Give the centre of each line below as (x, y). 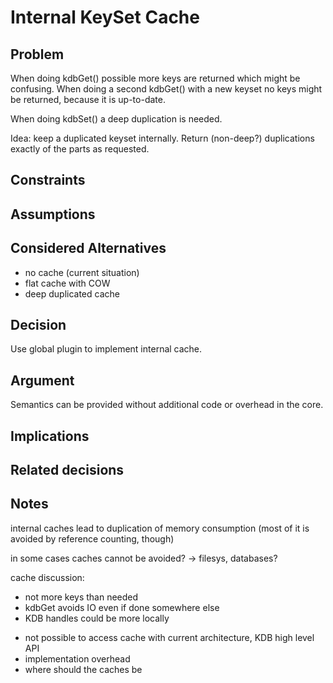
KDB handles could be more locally (97, 618)
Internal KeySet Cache (105, 17)
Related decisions (67, 470)
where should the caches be (83, 669)
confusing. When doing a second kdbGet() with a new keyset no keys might (166, 89)
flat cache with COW (67, 283)
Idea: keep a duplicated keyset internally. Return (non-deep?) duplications (162, 138)
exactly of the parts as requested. (80, 149)
